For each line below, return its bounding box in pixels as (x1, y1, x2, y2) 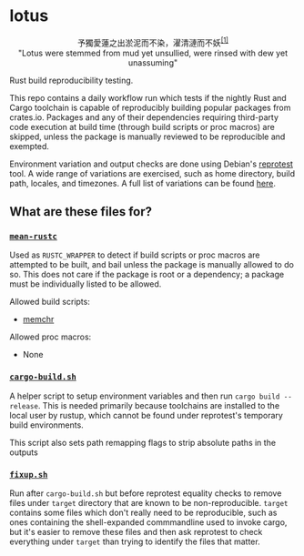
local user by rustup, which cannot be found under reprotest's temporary (9, 409, 284, 420)
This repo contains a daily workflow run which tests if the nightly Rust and (9, 92, 287, 103)
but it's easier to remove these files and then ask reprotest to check (9, 526, 263, 537)
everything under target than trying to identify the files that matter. (9, 536, 261, 547)
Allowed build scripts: (9, 297, 91, 308)
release (9, 401, 39, 410)
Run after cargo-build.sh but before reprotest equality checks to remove (9, 488, 282, 499)
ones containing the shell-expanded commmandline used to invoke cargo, (9, 516, 288, 528)
